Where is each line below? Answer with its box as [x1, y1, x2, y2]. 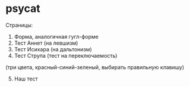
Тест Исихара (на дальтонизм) [14, 45, 93, 52]
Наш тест [14, 75, 38, 82]
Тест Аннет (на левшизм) [14, 39, 78, 46]
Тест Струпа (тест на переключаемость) [14, 52, 118, 59]
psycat [5, 2, 40, 15]
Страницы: [5, 21, 33, 29]
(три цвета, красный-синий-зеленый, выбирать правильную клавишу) [5, 63, 185, 70]
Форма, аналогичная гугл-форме [14, 33, 99, 40]
